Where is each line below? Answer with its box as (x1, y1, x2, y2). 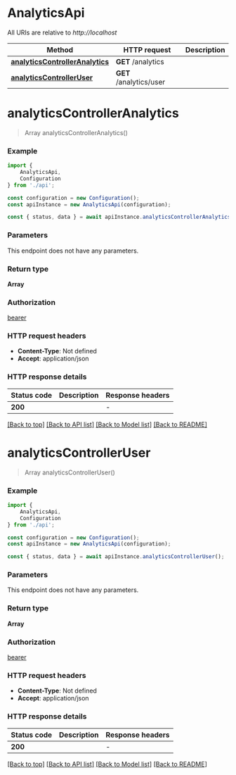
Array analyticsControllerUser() (24, 468, 116, 477)
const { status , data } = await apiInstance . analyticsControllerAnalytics (7, 213, 231, 221)
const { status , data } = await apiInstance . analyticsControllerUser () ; (7, 553, 225, 560)
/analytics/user (115, 77, 166, 87)
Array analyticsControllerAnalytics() (24, 128, 129, 137)
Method (46, 44, 74, 54)
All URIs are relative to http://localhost (7, 28, 117, 37)
